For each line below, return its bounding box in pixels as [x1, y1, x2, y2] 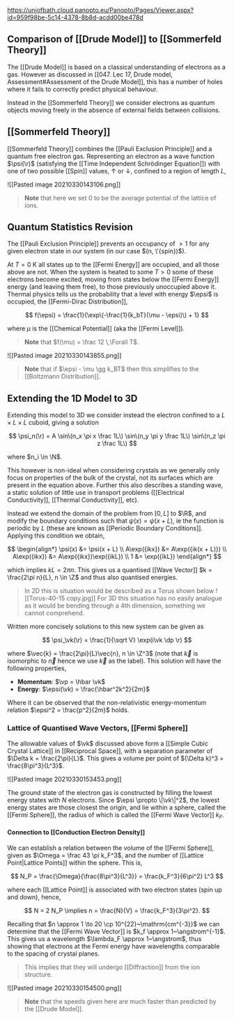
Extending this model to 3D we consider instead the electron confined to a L [7, 411, 226, 420]
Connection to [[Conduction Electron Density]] [7, 828, 146, 836]
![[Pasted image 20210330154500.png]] [7, 984, 122, 992]
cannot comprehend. [24, 609, 85, 617]
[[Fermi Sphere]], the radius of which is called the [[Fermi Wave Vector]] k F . [7, 810, 224, 821]
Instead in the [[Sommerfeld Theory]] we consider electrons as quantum [7, 98, 215, 106]
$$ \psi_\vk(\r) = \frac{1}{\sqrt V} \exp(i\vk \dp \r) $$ [42, 636, 192, 645]
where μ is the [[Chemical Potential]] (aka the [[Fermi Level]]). [7, 324, 185, 333]
